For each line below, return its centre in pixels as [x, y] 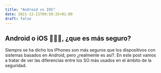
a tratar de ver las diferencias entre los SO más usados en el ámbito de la [78, 60]
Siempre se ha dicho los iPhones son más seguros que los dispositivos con [80, 50]
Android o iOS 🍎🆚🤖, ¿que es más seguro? [68, 38]
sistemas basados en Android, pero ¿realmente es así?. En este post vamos [81, 55]
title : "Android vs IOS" [30, 9]
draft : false [18, 18]
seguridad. [16, 66]
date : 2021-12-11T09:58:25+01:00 [39, 14]
